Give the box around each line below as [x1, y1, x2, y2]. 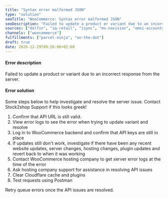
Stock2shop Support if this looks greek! [5, 104, 87, 110]
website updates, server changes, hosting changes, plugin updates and [12, 146, 160, 152]
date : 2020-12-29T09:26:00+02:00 [5, 44, 75, 49]
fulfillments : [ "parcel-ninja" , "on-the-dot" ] [5, 35, 104, 40]
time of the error [12, 162, 46, 168]
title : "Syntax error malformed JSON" [5, 7, 86, 12]
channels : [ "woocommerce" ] [5, 30, 61, 35]
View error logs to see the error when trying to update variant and [12, 119, 148, 125]
